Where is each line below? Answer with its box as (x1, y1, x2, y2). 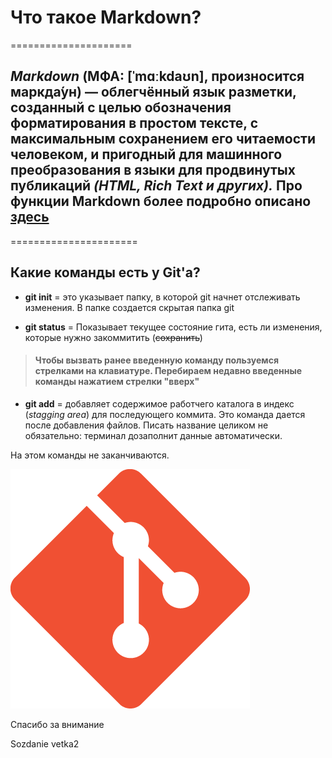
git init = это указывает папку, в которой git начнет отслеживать (24, 291, 301, 303)
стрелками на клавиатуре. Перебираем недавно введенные (34, 365, 303, 377)
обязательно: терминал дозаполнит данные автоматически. (24, 429, 283, 441)
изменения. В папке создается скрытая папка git (24, 301, 235, 313)
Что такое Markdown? (10, 6, 202, 29)
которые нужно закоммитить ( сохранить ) (24, 331, 203, 343)
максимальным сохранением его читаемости (10, 131, 317, 148)
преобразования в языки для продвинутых (10, 162, 296, 179)
